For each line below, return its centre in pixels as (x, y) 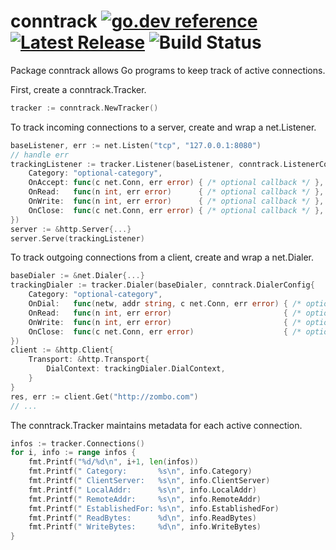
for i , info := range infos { (73, 453)
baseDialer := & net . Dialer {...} (77, 276)
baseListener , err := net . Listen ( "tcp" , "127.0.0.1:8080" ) (136, 145)
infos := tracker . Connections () (77, 443)
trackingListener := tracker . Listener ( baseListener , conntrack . (147, 164)
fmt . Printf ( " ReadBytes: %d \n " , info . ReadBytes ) (142, 518)
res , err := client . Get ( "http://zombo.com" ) (104, 396)
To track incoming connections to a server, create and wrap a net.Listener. (163, 127)
